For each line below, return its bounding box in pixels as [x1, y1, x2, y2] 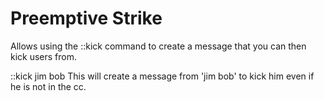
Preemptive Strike [10, 7, 163, 30]
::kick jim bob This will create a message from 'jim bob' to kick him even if [10, 70, 315, 82]
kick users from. [10, 50, 78, 62]
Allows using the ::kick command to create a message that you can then [10, 40, 307, 52]
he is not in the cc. [10, 80, 87, 92]
